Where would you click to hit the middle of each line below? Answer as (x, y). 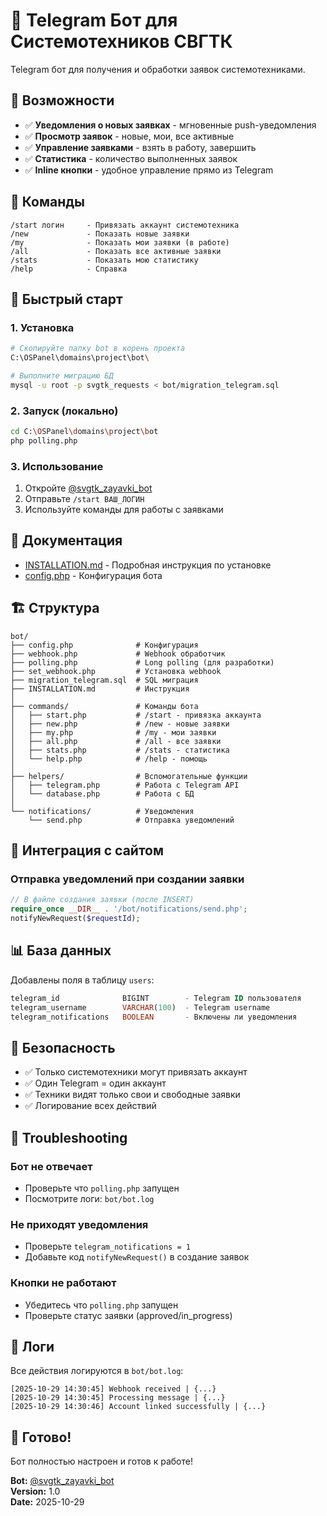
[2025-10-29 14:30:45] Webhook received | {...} (113, 1389)
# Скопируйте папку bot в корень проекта (98, 349)
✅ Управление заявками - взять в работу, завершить (140, 147)
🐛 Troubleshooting (69, 1137)
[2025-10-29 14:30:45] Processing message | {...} (118, 1398)
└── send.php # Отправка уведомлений (131, 820)
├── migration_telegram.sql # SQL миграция (104, 680)
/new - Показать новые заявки (100, 234)
